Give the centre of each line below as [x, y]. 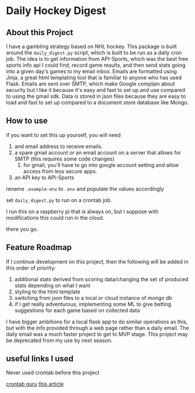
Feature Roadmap [39, 247]
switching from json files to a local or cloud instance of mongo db [93, 298]
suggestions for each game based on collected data [77, 310]
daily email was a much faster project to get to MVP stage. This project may [97, 334]
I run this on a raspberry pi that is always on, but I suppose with [82, 211]
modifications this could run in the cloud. [55, 217]
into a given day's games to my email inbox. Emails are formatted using [91, 71]
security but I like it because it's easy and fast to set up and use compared [96, 90]
